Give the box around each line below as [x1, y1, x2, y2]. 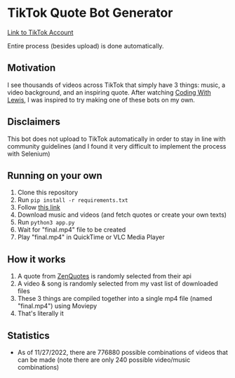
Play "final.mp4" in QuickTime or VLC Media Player [17, 233, 165, 241]
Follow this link [17, 203, 61, 212]
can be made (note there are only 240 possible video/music [17, 356, 191, 364]
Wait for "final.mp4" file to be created [17, 226, 126, 234]
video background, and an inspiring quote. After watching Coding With [7, 88, 212, 96]
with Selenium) [7, 149, 51, 158]
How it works [7, 253, 66, 265]
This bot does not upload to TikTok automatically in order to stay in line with [7, 135, 226, 143]
